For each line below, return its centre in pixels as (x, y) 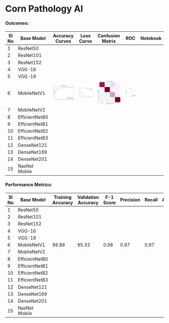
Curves (63, 41)
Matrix (109, 41)
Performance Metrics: (29, 184)
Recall (151, 200)
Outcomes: (17, 23)
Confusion (109, 35)
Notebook (151, 38)
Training (63, 197)
